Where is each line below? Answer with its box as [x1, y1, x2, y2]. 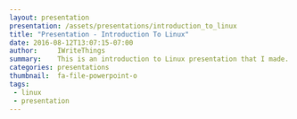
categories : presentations [9, 64, 110, 72]
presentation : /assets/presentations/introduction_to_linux [9, 21, 238, 30]
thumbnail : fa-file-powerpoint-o [9, 72, 138, 81]
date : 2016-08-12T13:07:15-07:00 [9, 38, 134, 47]
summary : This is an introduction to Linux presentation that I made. [9, 55, 290, 64]
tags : [9, 80, 29, 89]
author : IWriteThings [9, 47, 105, 55]
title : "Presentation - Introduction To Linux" [9, 30, 190, 38]
